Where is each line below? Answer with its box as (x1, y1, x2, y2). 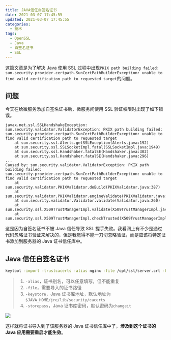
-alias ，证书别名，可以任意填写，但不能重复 (25, 278, 120, 284)
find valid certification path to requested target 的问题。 (5, 75, 135, 81)
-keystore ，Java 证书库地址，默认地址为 (25, 291, 111, 297)
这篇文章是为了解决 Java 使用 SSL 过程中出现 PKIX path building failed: (5, 65, 159, 71)
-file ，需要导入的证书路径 (25, 285, 82, 290)
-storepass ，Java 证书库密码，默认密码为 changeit (25, 303, 131, 308)
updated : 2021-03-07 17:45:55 (5, 17, 70, 22)
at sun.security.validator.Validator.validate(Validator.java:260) (14, 198, 160, 203)
